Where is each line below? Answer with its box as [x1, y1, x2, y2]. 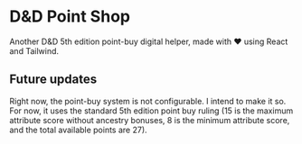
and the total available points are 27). [9, 124, 147, 135]
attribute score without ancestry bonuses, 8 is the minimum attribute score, [9, 114, 290, 125]
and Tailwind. [9, 45, 60, 56]
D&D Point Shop [9, 6, 131, 27]
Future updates [9, 72, 98, 87]
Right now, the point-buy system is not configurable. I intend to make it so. [9, 95, 287, 106]
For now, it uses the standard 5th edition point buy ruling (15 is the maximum [9, 105, 294, 116]
